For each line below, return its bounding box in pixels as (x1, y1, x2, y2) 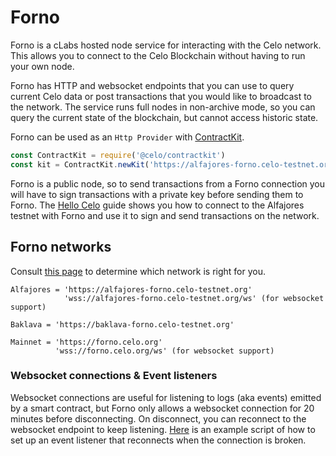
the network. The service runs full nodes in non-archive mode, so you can (10, 101, 316, 113)
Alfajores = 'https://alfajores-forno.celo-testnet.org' (10, 284, 253, 295)
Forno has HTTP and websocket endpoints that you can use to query (10, 79, 295, 91)
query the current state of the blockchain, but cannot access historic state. (10, 111, 319, 123)
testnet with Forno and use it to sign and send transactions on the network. (10, 209, 320, 221)
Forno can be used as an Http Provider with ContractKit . (10, 131, 245, 143)
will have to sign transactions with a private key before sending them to (10, 188, 304, 200)
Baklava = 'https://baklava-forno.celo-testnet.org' (10, 319, 235, 330)
